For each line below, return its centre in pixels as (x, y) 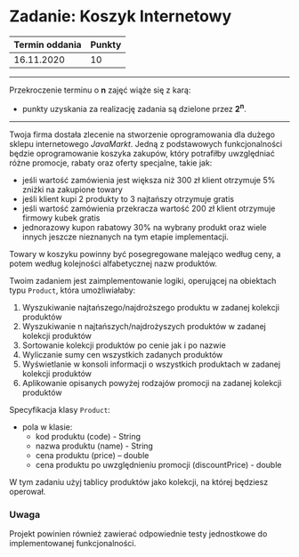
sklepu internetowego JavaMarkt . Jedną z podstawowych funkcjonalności (146, 143)
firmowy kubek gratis (61, 218)
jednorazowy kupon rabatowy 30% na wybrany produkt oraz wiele (144, 227)
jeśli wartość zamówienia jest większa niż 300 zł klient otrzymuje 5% (149, 180)
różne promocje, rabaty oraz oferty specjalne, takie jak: (111, 163)
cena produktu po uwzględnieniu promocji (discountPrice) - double (158, 464)
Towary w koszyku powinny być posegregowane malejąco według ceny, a (145, 254)
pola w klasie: (47, 427)
